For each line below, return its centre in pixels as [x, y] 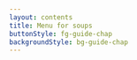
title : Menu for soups [51, 26]
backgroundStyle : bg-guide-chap [68, 42]
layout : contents [41, 17]
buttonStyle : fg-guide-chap [61, 34]
